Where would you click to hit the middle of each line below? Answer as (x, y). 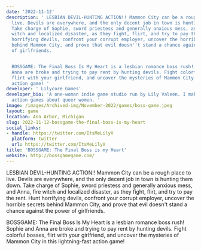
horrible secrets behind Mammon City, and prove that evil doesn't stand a (97, 204)
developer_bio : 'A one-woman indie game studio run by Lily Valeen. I (96, 94)
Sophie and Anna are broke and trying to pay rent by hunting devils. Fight (96, 228)
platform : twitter (35, 139)
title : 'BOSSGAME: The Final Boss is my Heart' (67, 150)
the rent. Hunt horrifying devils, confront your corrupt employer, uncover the (100, 198)
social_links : (24, 128)
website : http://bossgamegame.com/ (51, 155)
